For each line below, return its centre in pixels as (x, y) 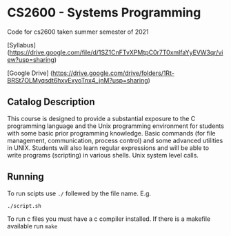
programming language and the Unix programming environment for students (115, 126)
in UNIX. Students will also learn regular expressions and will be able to (108, 148)
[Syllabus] (22, 45)
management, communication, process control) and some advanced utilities (115, 140)
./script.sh (24, 206)
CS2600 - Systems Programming (104, 13)
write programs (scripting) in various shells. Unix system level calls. (103, 155)
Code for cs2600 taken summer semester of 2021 (78, 32)
